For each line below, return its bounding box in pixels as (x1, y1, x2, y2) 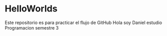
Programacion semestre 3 (5, 24, 59, 30)
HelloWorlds (5, 3, 58, 14)
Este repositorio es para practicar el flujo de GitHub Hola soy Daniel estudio (5, 19, 162, 25)
